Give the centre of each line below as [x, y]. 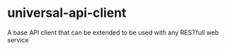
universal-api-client [67, 13]
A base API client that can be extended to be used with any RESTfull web [113, 32]
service [18, 39]
